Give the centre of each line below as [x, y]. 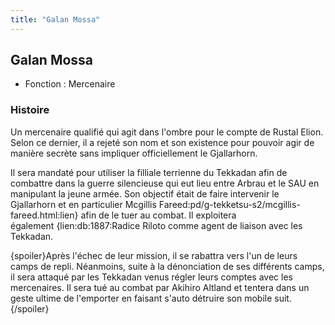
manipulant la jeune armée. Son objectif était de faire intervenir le [145, 193]
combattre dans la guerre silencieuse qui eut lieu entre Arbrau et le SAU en [165, 183]
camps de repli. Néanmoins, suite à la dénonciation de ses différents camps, [167, 266]
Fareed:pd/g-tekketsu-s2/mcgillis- [229, 204]
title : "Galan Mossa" [55, 19]
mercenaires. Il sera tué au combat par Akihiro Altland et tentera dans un [160, 287]
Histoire [30, 110]
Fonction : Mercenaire [70, 84]
